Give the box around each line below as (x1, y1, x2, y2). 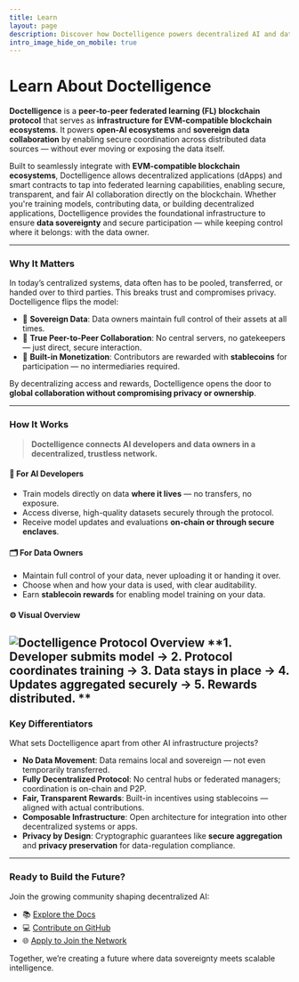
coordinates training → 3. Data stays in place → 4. (9, 663, 290, 678)
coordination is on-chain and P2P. (21, 783, 147, 794)
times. (21, 323, 45, 334)
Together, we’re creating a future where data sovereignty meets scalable (9, 953, 276, 963)
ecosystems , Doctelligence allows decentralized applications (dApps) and (9, 170, 283, 181)
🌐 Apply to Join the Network (21, 935, 127, 945)
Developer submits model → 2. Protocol (9, 649, 233, 664)
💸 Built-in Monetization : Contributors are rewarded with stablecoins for (21, 352, 287, 362)
